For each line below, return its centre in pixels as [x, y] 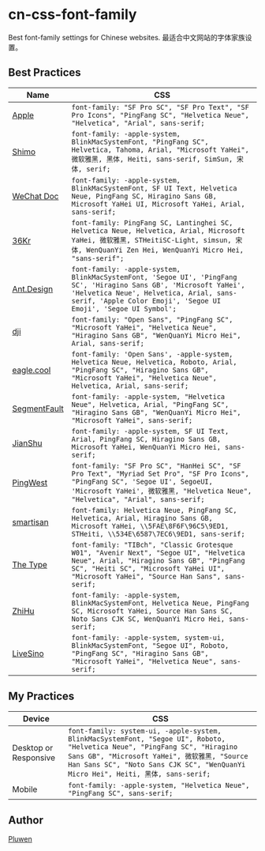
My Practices [41, 697]
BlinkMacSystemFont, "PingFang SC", [140, 141]
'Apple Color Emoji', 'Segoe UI [160, 301]
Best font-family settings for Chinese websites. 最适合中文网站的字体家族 [127, 37]
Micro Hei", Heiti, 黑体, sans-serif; [140, 774]
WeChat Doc [35, 196]
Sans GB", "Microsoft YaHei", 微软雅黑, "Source [158, 756]
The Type [30, 564]
